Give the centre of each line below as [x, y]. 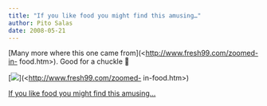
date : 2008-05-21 [37, 30]
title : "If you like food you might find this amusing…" [105, 16]
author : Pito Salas [41, 23]
